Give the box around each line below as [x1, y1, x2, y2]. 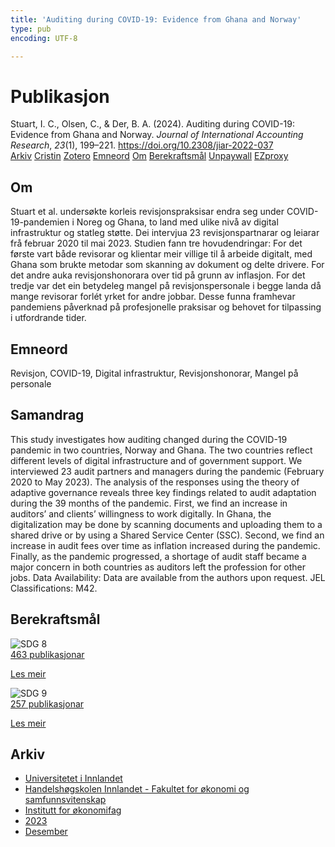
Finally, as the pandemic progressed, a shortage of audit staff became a [10, 550, 307, 562]
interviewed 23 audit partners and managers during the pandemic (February [10, 465, 325, 477]
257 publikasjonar [10, 697, 85, 710]
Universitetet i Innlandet [24, 772, 123, 785]
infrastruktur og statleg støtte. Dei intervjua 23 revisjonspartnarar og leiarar [10, 227, 320, 239]
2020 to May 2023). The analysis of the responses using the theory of [10, 476, 300, 488]
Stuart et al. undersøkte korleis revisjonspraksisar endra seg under [10, 206, 285, 218]
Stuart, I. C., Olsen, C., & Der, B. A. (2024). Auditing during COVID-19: [10, 118, 296, 130]
